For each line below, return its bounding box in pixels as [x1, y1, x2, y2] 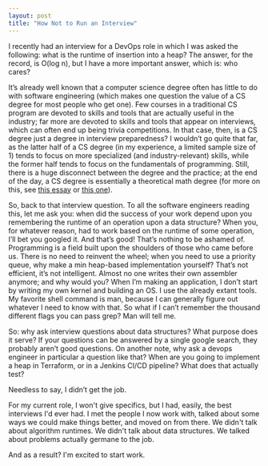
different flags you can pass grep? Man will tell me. [8, 310, 177, 321]
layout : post [8, 11, 52, 20]
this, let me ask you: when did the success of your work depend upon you [8, 209, 252, 218]
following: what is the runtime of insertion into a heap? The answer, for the [8, 50, 254, 59]
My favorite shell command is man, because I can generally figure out [8, 294, 238, 303]
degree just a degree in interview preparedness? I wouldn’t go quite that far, [8, 133, 258, 143]
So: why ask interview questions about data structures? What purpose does [8, 326, 258, 336]
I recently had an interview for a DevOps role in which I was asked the [8, 41, 238, 51]
